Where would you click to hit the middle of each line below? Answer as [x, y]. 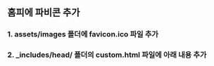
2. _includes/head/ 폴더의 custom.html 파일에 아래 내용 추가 [107, 55]
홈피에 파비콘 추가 [44, 13]
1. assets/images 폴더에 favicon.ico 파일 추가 [83, 34]
